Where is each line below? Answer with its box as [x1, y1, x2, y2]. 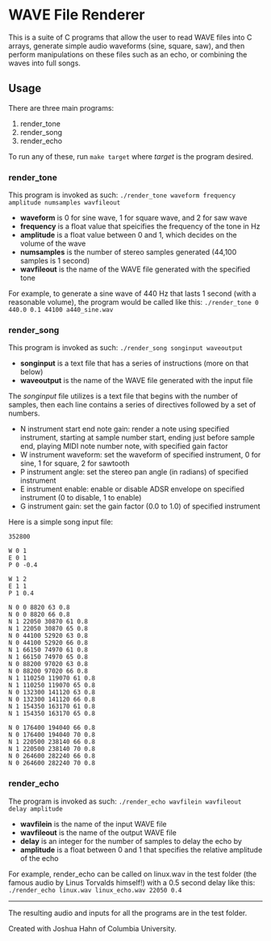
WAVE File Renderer [8, 6, 145, 24]
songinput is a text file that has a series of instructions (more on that [19, 358, 249, 369]
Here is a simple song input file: [8, 517, 114, 527]
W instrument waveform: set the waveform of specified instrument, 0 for [19, 450, 261, 460]
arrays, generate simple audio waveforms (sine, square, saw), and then [8, 40, 245, 50]
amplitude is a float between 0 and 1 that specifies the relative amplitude [19, 845, 263, 854]
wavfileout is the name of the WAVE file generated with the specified [19, 264, 251, 274]
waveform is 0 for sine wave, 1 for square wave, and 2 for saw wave [19, 213, 248, 223]
